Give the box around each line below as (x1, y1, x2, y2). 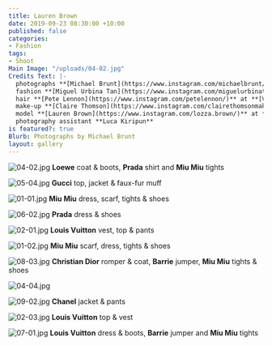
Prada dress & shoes (51, 209, 121, 219)
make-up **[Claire (15, 102, 79, 110)
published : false (8, 27, 67, 35)
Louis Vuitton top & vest (51, 312, 134, 322)
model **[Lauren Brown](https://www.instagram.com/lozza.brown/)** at (15, 110, 259, 118)
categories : (8, 34, 49, 43)
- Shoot (8, 58, 35, 66)
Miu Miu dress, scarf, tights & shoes (49, 194, 170, 203)
